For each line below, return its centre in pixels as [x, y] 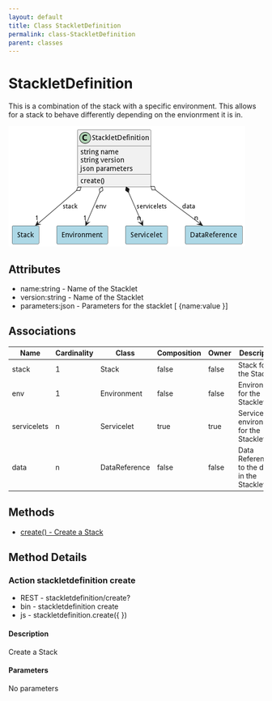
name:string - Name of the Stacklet [79, 289]
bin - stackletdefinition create [69, 606]
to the [248, 467]
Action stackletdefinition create [72, 580]
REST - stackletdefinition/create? [75, 598]
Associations [42, 331]
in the [248, 476]
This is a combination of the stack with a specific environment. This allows [132, 106]
